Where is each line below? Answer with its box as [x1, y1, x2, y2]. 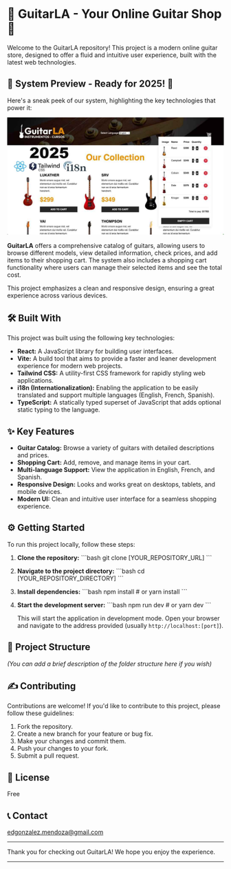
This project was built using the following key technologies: [7, 334, 175, 342]
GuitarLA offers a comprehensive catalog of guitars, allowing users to [7, 242, 205, 250]
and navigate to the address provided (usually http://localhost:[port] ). [16, 621, 223, 629]
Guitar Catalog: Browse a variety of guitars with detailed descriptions [16, 444, 214, 452]
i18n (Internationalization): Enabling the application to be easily [16, 384, 199, 392]
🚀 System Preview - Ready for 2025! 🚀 [7, 78, 174, 90]
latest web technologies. [7, 58, 77, 66]
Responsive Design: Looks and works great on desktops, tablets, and [16, 480, 215, 488]
